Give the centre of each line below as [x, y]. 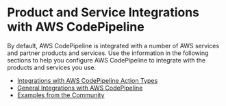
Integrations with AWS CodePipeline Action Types [87, 80]
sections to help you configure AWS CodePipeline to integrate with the [106, 60]
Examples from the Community [61, 95]
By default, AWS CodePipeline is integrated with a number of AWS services [113, 46]
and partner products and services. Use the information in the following [108, 53]
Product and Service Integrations [103, 13]
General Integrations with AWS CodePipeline [80, 88]
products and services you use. [52, 67]
